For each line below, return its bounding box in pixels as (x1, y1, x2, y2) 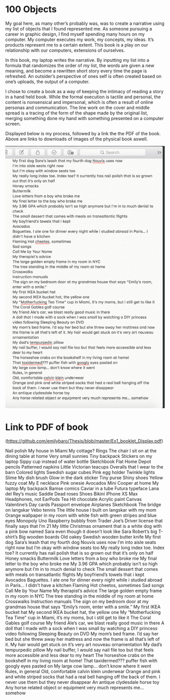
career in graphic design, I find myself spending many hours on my (5, 31, 145, 37)
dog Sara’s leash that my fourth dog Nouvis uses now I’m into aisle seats (5, 539, 156, 546)
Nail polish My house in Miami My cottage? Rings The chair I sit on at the (5, 448, 157, 454)
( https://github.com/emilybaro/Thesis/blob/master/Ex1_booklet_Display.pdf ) (5, 438, 163, 444)
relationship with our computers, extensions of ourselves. (5, 47, 125, 53)
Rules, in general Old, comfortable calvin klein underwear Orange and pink (5, 669, 161, 675)
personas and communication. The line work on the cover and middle (5, 104, 150, 110)
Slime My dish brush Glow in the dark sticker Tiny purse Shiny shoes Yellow (5, 475, 163, 481)
